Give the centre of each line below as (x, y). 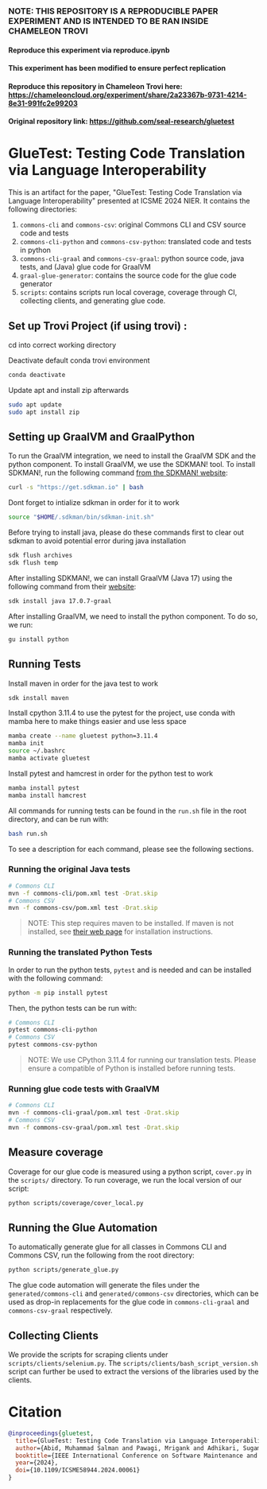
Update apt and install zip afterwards (69, 390)
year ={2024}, (37, 1463)
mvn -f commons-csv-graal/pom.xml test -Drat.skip (94, 1127)
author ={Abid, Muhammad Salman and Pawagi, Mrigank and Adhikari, (128, 1448)
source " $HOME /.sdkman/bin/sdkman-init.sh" (81, 517)
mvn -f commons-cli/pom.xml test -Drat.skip (83, 893)
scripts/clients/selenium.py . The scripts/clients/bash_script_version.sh (133, 1363)
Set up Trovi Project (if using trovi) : (98, 326)
